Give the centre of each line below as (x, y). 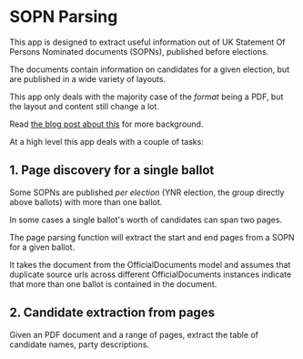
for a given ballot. (42, 247)
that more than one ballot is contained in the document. (113, 283)
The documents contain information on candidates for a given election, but (149, 69)
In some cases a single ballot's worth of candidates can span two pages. (146, 220)
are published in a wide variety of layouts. (88, 78)
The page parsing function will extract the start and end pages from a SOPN (152, 237)
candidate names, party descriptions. (80, 344)
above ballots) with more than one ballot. (86, 201)
